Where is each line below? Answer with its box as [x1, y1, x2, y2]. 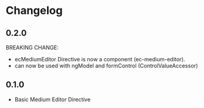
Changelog [5, 4, 63, 18]
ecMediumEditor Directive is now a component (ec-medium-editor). [14, 56, 186, 62]
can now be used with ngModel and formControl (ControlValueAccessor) [14, 62, 199, 69]
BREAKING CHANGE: [5, 44, 59, 51]
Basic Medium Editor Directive [14, 95, 91, 103]
